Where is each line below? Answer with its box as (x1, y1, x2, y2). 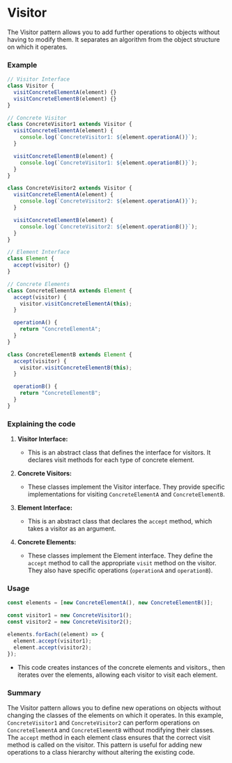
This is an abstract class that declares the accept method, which (27, 517, 212, 526)
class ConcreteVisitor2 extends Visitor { (7, 184, 132, 192)
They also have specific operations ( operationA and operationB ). (27, 566, 213, 575)
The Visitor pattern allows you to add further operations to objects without (7, 28, 220, 36)
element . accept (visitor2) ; (13, 644, 92, 651)
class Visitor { (7, 82, 54, 90)
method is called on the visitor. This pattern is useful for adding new (7, 740, 203, 749)
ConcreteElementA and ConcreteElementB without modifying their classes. (7, 725, 215, 734)
